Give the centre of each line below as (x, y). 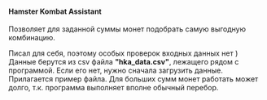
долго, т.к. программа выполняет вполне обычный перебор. (114, 88)
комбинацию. (32, 38)
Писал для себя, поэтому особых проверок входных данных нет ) (123, 53)
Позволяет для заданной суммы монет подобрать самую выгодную (127, 29)
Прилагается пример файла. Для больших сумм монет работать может (133, 79)
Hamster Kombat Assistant (55, 11)
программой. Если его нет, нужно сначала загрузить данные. (116, 71)
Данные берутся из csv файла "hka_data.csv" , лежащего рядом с (124, 62)
